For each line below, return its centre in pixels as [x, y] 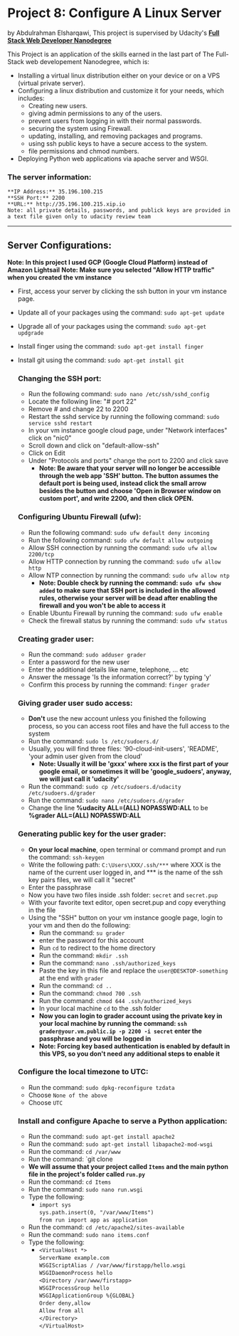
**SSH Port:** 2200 [36, 198]
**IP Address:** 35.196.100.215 [55, 192]
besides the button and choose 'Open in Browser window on [130, 491]
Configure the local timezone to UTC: [83, 1072]
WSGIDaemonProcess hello [76, 1273]
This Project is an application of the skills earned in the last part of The [111, 54]
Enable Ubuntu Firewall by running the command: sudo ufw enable [125, 613]
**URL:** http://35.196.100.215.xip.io [67, 204]
